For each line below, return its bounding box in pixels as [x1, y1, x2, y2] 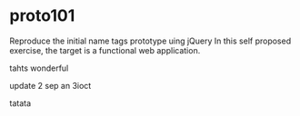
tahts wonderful [9, 63, 69, 73]
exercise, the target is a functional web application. [9, 44, 201, 55]
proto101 [9, 5, 75, 26]
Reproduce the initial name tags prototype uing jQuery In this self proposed [9, 35, 292, 46]
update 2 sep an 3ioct [9, 80, 92, 91]
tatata [9, 97, 32, 109]
